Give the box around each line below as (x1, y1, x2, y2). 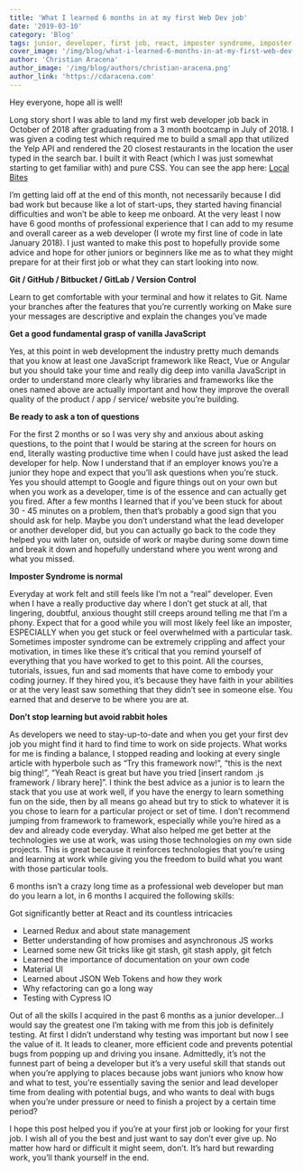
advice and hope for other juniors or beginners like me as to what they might (9, 246, 294, 257)
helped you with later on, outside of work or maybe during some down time (9, 534, 289, 544)
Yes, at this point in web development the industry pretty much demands (9, 345, 280, 357)
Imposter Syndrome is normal (9, 571, 124, 581)
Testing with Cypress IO (22, 992, 112, 1003)
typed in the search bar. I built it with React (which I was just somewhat (9, 153, 273, 163)
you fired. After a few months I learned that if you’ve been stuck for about (9, 496, 283, 507)
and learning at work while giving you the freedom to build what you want (9, 853, 283, 864)
